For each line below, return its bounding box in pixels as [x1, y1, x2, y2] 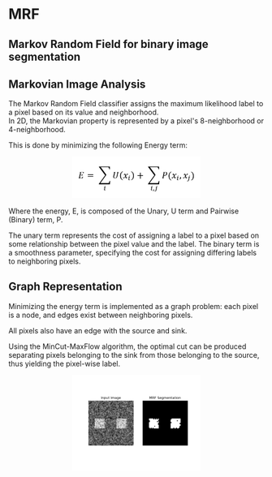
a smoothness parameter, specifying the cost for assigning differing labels [8, 248, 257, 258]
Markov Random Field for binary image [8, 37, 209, 51]
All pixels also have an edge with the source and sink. [8, 325, 188, 335]
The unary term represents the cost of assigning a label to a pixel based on [8, 230, 260, 240]
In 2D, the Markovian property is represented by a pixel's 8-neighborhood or [8, 116, 265, 126]
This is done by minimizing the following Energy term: [8, 140, 188, 150]
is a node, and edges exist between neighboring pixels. [8, 310, 193, 320]
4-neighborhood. [8, 125, 67, 135]
